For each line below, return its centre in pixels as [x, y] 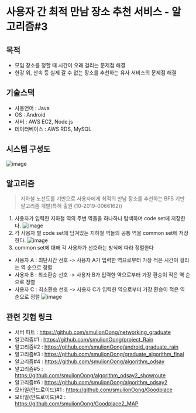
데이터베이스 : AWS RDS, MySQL [53, 129]
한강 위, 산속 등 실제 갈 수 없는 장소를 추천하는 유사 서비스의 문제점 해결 [95, 73]
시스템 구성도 [28, 149]
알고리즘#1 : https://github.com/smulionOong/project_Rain [84, 340]
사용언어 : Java [32, 108]
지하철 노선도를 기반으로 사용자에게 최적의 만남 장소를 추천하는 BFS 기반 [103, 199]
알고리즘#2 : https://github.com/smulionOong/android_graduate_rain [97, 347]
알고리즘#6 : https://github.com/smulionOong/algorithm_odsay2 [91, 383]
